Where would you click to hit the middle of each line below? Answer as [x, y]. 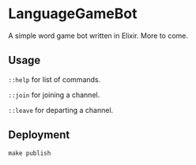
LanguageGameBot [73, 14]
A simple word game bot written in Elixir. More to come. [98, 36]
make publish [30, 153]
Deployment [39, 135]
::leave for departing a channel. [61, 110]
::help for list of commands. [55, 79]
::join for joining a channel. [54, 95]
